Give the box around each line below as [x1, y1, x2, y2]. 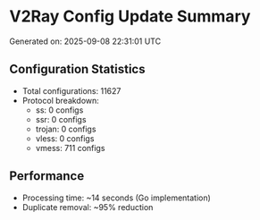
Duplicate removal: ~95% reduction [21, 201, 154, 212]
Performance [9, 168, 85, 184]
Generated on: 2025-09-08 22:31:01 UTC [9, 36, 162, 47]
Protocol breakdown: [21, 95, 100, 106]
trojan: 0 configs [35, 123, 96, 134]
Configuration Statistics [9, 62, 146, 77]
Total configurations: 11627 [21, 85, 122, 96]
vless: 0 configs [35, 132, 95, 144]
